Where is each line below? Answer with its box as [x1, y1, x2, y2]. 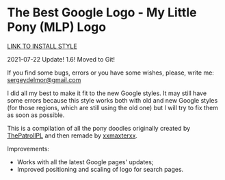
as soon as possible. [7, 111, 65, 119]
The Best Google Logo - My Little [7, 5, 197, 21]
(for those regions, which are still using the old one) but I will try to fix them [7, 103, 219, 112]
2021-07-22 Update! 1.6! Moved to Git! [7, 55, 115, 63]
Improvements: [7, 144, 50, 153]
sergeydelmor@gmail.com [7, 75, 81, 83]
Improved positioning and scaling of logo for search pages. [16, 165, 184, 173]
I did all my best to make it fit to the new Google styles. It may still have [7, 89, 207, 97]
